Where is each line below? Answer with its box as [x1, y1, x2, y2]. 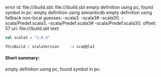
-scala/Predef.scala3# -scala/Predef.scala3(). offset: [48, 20, 157, 26]
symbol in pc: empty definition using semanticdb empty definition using [5, 9, 153, 15]
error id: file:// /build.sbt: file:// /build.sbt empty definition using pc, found [5, 4, 154, 10]
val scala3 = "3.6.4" [5, 35, 50, 40]
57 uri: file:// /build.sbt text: [5, 25, 60, 31]
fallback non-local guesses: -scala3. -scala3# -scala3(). [5, 15, 121, 20]
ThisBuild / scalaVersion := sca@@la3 [5, 44, 95, 49]
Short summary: [5, 55, 40, 61]
